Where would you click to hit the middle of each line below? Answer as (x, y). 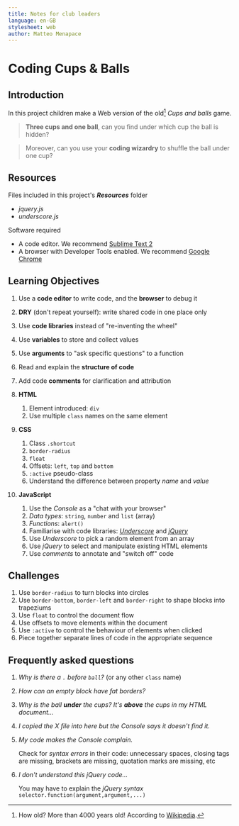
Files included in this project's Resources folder (78, 195)
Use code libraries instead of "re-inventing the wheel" (98, 325)
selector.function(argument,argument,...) (82, 796)
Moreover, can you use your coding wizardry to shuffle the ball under (127, 148)
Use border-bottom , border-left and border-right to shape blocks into (122, 601)
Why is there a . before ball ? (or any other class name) (100, 677)
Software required (34, 230)
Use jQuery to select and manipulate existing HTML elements (118, 546)
